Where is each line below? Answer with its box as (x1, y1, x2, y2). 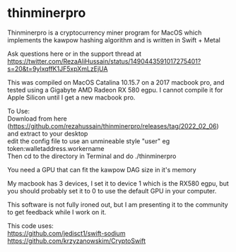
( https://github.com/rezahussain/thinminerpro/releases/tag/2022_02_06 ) (7, 121, 219, 130)
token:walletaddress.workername (7, 144, 105, 152)
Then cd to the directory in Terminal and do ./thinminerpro (7, 152, 177, 160)
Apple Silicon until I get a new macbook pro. (7, 93, 136, 102)
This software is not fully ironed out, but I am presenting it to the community (7, 200, 228, 209)
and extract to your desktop (7, 129, 88, 138)
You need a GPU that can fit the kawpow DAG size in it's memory (7, 165, 196, 174)
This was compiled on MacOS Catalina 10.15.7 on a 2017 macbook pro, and (7, 78, 225, 86)
